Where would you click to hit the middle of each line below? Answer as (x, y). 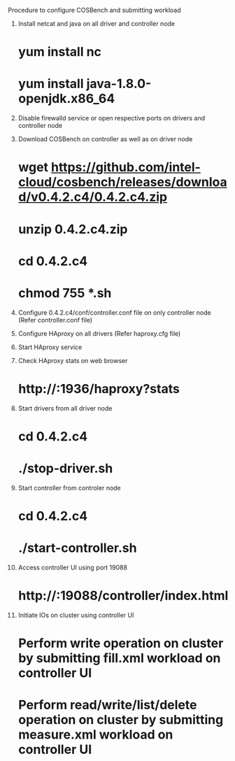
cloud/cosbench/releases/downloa (122, 182)
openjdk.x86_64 (66, 99)
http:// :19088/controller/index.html (123, 596)
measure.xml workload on (95, 735)
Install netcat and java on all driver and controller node (97, 23)
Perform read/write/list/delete (107, 705)
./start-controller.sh (77, 548)
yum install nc (60, 52)
